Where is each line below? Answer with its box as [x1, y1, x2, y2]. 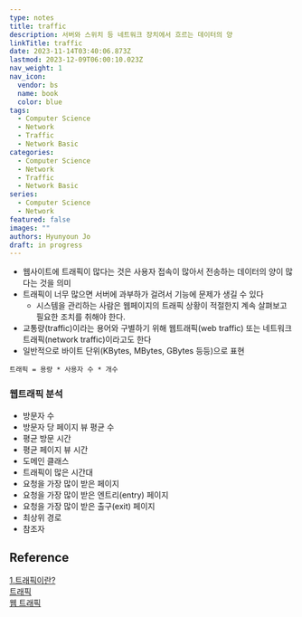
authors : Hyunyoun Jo [9, 232, 91, 241]
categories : [9, 147, 54, 157]
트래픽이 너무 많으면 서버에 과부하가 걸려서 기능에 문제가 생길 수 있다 [22, 289, 264, 299]
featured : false [9, 214, 71, 224]
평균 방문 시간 [22, 432, 71, 443]
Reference [9, 549, 70, 565]
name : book [17, 89, 59, 98]
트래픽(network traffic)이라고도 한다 [22, 334, 152, 345]
